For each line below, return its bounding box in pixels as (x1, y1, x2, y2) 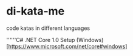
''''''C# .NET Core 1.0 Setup (6, 36, 75, 43)
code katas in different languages (6, 24, 90, 32)
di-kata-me (6, 4, 65, 18)
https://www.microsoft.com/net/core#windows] (8, 43, 128, 50)
